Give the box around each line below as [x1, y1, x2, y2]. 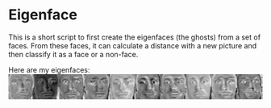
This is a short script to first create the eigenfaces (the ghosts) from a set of [8, 32, 261, 42]
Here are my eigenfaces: [8, 64, 90, 74]
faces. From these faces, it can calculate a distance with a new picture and [8, 40, 256, 50]
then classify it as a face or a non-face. [8, 49, 139, 59]
